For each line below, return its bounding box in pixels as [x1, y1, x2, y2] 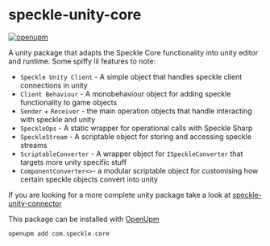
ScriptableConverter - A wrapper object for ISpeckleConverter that [19, 149, 243, 158]
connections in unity [19, 80, 89, 90]
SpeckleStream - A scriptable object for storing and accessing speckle [19, 131, 252, 141]
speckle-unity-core [8, 6, 142, 24]
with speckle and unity [19, 114, 96, 124]
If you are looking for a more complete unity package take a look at [8, 190, 231, 199]
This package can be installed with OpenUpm [8, 214, 160, 223]
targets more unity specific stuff [19, 157, 127, 166]
